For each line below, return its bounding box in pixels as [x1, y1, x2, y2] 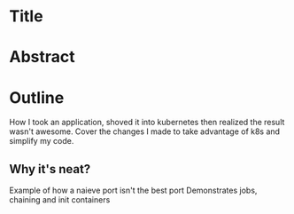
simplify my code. [9, 136, 74, 147]
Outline [9, 87, 65, 107]
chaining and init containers [9, 194, 111, 205]
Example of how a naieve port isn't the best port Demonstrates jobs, [9, 185, 258, 196]
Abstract [9, 47, 75, 67]
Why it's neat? [9, 162, 91, 177]
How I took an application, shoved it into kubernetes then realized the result [9, 117, 285, 128]
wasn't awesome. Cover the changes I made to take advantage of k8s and [9, 126, 281, 137]
